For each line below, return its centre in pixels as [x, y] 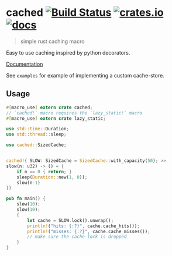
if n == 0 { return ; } [44, 171]
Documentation [25, 64]
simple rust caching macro [52, 41]
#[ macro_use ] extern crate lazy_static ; [56, 118]
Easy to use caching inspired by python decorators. [68, 52]
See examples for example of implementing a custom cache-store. [85, 75]
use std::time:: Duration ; [37, 129]
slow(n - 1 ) [29, 183]
